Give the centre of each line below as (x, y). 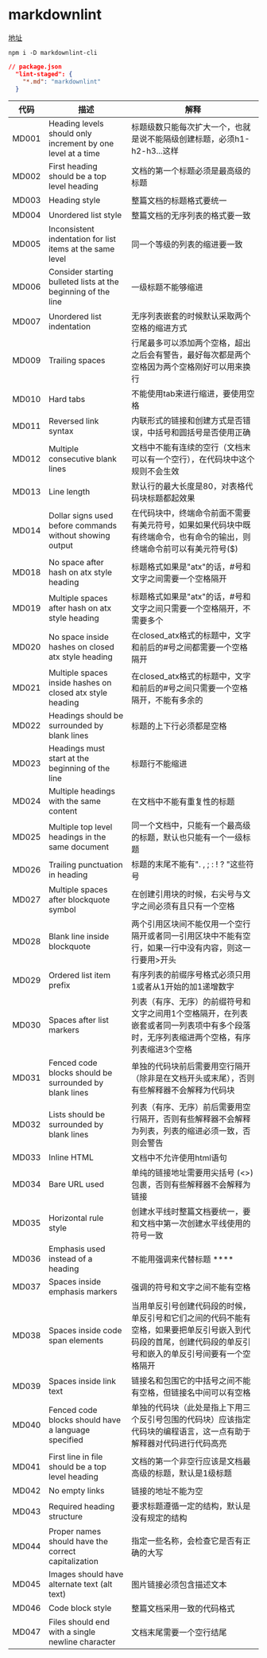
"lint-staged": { (44, 74)
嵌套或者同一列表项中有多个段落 (191, 1026)
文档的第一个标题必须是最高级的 (191, 171)
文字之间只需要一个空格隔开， (187, 609)
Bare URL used (77, 1184)
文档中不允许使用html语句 (179, 1158)
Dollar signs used (81, 516)
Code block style (80, 1608)
